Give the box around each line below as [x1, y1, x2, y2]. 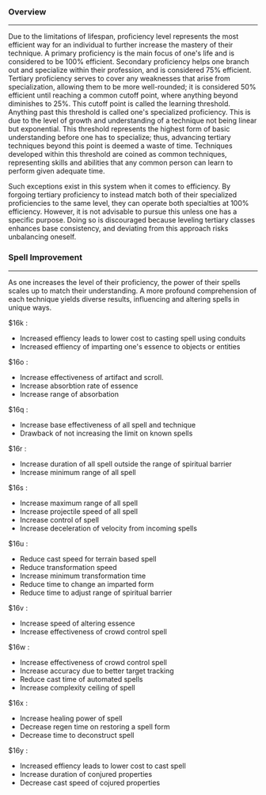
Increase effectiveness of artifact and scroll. [19, 372, 164, 382]
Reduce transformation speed [19, 562, 117, 572]
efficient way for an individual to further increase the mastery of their [8, 40, 234, 50]
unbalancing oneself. [8, 232, 77, 242]
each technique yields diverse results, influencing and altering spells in [8, 294, 240, 303]
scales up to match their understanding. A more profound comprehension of [8, 286, 257, 295]
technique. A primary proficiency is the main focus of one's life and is [8, 48, 235, 58]
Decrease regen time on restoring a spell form [19, 721, 170, 731]
